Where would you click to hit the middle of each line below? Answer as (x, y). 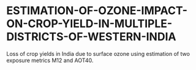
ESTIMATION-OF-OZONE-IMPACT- (97, 11)
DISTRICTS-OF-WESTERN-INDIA (91, 37)
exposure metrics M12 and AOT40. (50, 60)
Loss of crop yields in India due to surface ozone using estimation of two (98, 53)
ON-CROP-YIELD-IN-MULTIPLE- (89, 24)
